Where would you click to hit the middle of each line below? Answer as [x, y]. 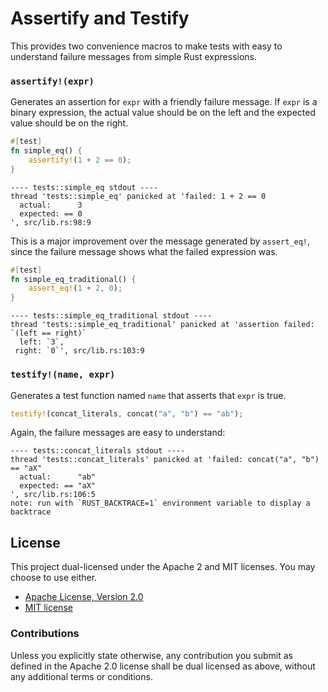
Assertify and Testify [100, 18]
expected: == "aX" [58, 486]
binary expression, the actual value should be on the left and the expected [163, 113]
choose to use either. [54, 578]
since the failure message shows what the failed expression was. [144, 251]
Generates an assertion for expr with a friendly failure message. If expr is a [164, 102]
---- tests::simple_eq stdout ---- [84, 187]
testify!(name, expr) [63, 375]
